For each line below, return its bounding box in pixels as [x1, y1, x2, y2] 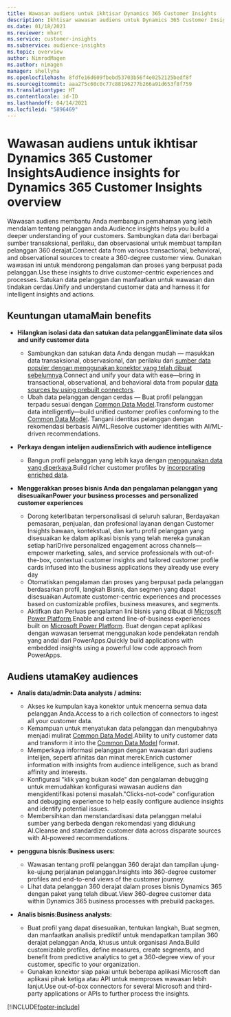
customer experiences [16, 498, 84, 506]
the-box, [27, 555, 52, 564]
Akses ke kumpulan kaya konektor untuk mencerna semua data [27, 703, 208, 711]
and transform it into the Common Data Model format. [27, 739, 180, 747]
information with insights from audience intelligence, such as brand [27, 761, 218, 769]
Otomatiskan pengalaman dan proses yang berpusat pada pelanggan [27, 577, 223, 586]
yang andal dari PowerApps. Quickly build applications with [27, 636, 194, 644]
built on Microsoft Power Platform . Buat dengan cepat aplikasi [27, 621, 203, 630]
